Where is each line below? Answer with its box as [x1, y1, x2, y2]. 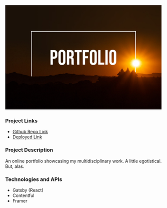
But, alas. [5, 163, 24, 169]
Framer [12, 197, 27, 203]
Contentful [12, 192, 34, 198]
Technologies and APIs [5, 175, 62, 182]
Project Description [5, 146, 53, 153]
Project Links [5, 117, 38, 124]
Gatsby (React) [12, 187, 43, 193]
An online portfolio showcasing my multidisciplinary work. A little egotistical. [5, 158, 162, 164]
